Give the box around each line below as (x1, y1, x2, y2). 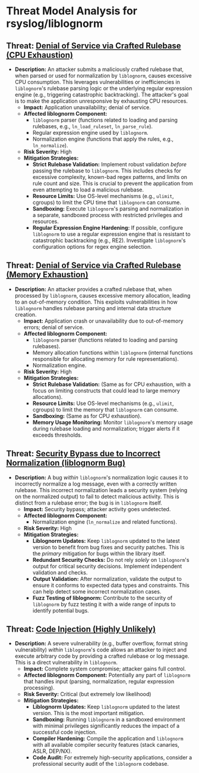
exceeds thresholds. (32, 431, 83, 438)
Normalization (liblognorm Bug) (6, 458, 126, 468)
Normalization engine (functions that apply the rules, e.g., (32, 135, 174, 143)
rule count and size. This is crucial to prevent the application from (32, 180, 193, 187)
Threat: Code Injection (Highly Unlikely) (6, 624, 156, 635)
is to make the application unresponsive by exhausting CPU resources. (14, 97, 188, 104)
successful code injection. (32, 729, 97, 736)
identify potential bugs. (32, 607, 89, 614)
